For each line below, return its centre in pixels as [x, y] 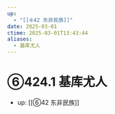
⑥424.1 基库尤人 [57, 82]
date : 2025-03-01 [32, 26]
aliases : [20, 39]
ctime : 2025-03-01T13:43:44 [48, 33]
